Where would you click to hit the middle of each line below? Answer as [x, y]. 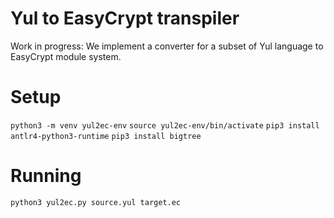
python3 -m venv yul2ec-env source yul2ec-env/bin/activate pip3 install [165, 125]
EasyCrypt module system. [66, 56]
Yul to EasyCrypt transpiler [125, 18]
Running [46, 176]
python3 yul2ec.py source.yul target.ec [96, 202]
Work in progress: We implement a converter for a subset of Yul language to [167, 46]
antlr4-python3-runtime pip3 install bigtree [106, 136]
